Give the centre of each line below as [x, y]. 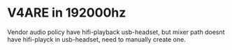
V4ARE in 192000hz [67, 13]
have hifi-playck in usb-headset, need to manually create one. [97, 39]
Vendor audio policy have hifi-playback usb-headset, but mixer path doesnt [116, 32]
